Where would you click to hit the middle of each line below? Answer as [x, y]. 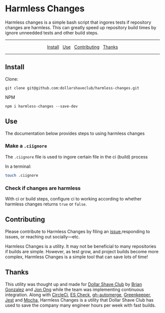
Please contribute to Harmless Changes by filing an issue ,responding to [78, 231]
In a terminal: [18, 166]
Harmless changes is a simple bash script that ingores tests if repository [78, 22]
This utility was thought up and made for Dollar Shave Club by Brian [74, 284]
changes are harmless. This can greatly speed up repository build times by [81, 27]
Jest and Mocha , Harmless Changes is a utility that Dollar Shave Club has [79, 300]
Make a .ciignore [26, 146]
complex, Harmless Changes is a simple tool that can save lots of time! [77, 257]
